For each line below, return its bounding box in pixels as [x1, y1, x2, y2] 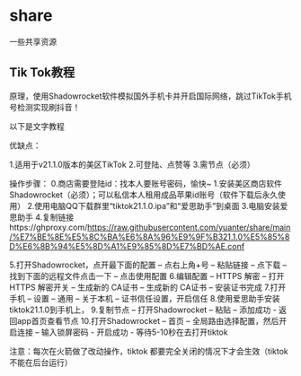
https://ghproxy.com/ [9, 222, 88, 232]
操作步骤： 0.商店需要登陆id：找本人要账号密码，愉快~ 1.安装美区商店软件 [9, 178, 283, 188]
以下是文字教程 [9, 120, 65, 131]
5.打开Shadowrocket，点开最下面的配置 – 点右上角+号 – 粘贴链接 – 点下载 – [9, 259, 288, 270]
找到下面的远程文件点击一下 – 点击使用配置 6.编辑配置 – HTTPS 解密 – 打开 [9, 270, 285, 281]
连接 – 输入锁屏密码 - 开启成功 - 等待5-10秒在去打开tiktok [16, 327, 228, 337]
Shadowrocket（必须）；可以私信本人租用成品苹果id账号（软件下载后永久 [9, 189, 279, 200]
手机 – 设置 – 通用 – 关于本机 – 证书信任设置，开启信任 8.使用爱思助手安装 [9, 293, 280, 303]
